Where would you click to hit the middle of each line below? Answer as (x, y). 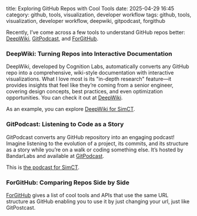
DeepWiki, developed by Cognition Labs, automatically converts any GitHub (98, 66)
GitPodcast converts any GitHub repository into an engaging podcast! (90, 137)
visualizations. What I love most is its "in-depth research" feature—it (89, 79)
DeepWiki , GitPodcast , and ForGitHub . (52, 38)
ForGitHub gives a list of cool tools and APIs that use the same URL (87, 195)
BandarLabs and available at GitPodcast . (55, 156)
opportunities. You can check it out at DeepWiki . (64, 98)
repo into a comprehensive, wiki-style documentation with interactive (90, 73)
